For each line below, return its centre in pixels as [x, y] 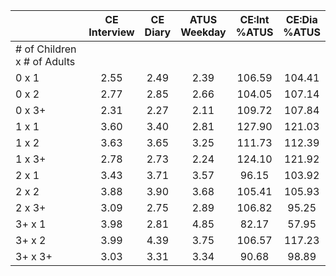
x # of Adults [45, 61]
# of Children [46, 49]
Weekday [203, 32]
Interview [111, 32]
